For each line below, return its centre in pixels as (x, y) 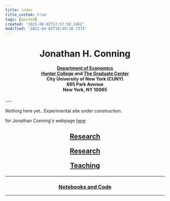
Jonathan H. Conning (85, 54)
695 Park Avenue (85, 84)
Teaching (85, 165)
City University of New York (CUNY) (85, 78)
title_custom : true (26, 15)
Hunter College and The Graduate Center (85, 73)
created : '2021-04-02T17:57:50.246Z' (45, 24)
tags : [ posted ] (21, 19)
